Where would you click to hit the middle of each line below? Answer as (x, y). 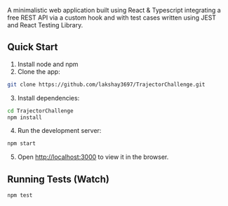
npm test (20, 195)
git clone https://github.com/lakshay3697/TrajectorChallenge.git (106, 84)
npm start (22, 143)
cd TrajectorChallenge (40, 111)
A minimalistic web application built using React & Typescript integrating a (114, 10)
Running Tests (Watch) (59, 179)
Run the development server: (59, 131)
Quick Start (33, 47)
